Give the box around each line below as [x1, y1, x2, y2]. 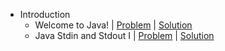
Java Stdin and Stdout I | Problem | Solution [34, 30, 215, 41]
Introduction [19, 9, 71, 20]
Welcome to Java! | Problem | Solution [34, 19, 193, 31]
